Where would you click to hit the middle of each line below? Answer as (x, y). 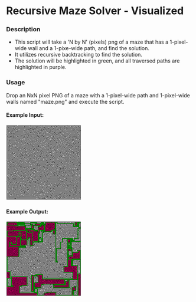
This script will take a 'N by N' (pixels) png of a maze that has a (92, 42)
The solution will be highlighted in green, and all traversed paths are (97, 61)
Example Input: (25, 115)
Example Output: (27, 211)
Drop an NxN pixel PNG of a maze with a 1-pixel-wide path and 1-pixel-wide (98, 95)
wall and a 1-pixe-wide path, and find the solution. (89, 48)
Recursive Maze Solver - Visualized (95, 11)
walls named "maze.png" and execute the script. (65, 101)
